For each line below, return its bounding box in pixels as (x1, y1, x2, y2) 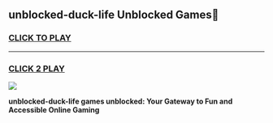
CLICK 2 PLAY (8, 62, 65, 74)
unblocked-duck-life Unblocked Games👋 (8, 8, 219, 22)
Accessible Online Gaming (8, 104, 100, 114)
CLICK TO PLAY (8, 32, 71, 44)
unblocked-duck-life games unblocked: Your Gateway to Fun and (8, 96, 233, 106)
